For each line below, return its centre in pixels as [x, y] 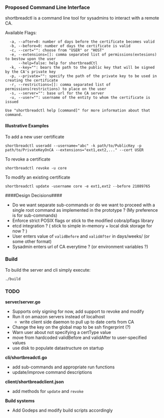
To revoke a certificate [28, 159]
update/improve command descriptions [52, 372]
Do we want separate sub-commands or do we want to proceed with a [84, 205]
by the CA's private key [30, 72]
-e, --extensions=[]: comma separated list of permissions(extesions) [83, 55]
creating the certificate [31, 81]
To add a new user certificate [35, 137]
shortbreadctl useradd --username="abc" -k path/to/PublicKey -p [73, 146]
